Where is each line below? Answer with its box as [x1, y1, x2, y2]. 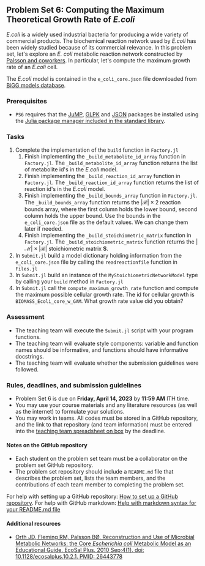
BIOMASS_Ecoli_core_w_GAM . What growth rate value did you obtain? [15, 297, 184, 305]
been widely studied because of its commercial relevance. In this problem [6, 43, 193, 51]
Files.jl [15, 266, 38, 272]
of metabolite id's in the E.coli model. [24, 166, 118, 173]
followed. [15, 365, 39, 373]
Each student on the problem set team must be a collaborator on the [15, 455, 188, 463]
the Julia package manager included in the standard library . [15, 117, 166, 125]
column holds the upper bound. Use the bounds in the [24, 212, 161, 220]
